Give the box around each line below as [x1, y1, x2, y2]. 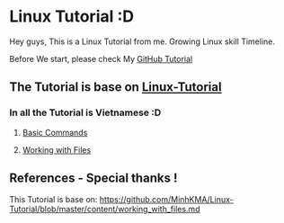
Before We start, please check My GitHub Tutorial [9, 53, 193, 64]
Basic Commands [22, 127, 88, 138]
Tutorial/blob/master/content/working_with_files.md [9, 204, 200, 215]
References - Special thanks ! [9, 171, 178, 186]
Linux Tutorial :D [9, 6, 135, 27]
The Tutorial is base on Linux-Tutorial [9, 79, 222, 95]
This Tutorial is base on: [9, 194, 98, 205]
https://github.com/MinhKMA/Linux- [99, 194, 234, 205]
